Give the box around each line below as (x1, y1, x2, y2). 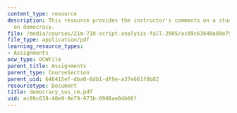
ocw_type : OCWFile (7, 56, 61, 63)
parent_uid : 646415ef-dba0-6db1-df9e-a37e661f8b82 (7, 75, 159, 83)
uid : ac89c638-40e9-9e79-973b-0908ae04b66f (7, 95, 138, 102)
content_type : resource (7, 10, 78, 18)
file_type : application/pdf (7, 36, 90, 44)
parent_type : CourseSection (7, 69, 90, 76)
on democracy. (13, 23, 55, 30)
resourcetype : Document (7, 82, 78, 89)
